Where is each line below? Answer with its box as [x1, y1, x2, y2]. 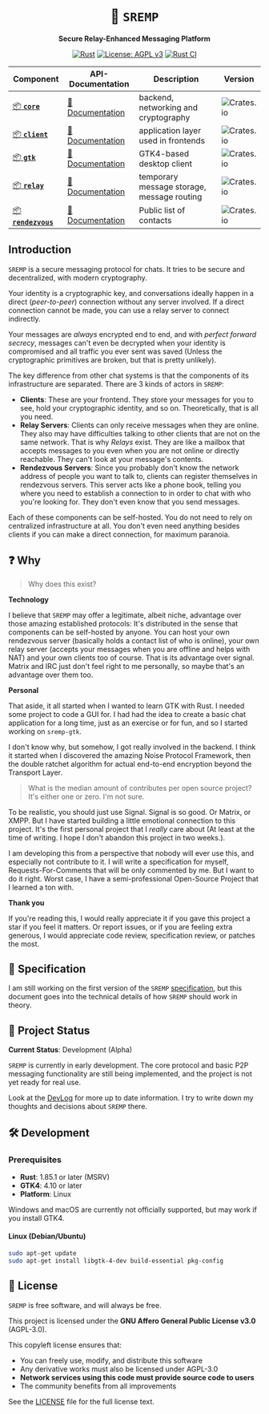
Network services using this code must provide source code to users [19, 1372, 255, 1382]
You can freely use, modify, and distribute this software [19, 1355, 203, 1365]
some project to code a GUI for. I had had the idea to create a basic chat [8, 709, 247, 719]
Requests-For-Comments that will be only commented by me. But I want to [8, 865, 255, 875]
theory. [8, 1000, 32, 1010]
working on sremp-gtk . [8, 726, 82, 736]
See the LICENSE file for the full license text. [8, 1396, 155, 1406]
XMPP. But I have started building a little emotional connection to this [8, 816, 236, 825]
